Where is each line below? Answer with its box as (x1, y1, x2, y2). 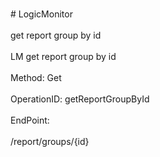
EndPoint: (10, 114, 50, 126)
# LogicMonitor (10, 8, 73, 20)
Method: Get (10, 72, 62, 83)
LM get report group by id (10, 51, 117, 62)
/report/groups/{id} (10, 136, 90, 147)
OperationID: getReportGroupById (10, 93, 150, 105)
